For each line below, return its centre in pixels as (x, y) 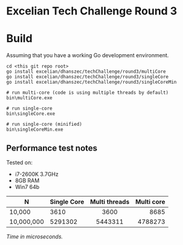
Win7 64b (27, 187)
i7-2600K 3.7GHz (37, 174)
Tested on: (20, 162)
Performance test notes (52, 148)
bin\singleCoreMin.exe (35, 130)
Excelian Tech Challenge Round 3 (92, 11)
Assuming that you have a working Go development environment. (88, 55)
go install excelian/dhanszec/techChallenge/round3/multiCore (86, 72)
